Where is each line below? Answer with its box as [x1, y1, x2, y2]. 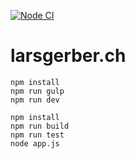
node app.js [10, 138, 60, 149]
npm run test [10, 130, 65, 140]
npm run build [10, 121, 70, 131]
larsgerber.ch [10, 45, 127, 67]
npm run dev [10, 95, 60, 105]
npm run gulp [10, 86, 65, 96]
